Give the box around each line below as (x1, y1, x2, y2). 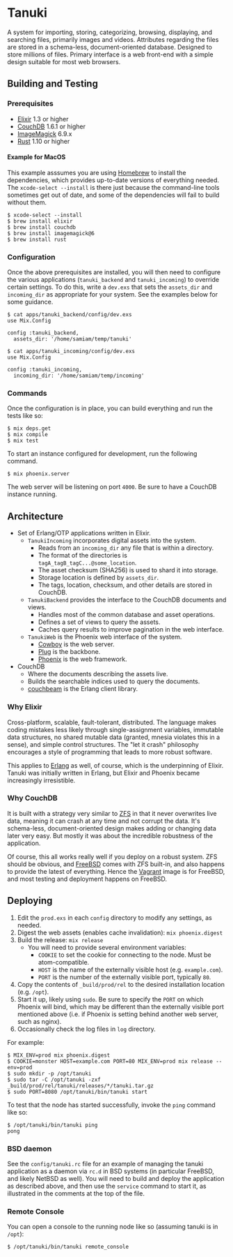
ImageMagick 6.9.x (17, 129, 72, 137)
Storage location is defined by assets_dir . (38, 574, 159, 582)
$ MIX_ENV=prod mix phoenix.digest (7, 1052, 111, 1059)
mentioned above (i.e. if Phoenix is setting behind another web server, (17, 1010, 218, 1018)
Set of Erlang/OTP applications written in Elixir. (17, 529, 151, 537)
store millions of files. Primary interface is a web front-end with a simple (7, 50, 214, 59)
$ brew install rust (7, 236, 67, 243)
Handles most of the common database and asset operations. (38, 611, 216, 619)
